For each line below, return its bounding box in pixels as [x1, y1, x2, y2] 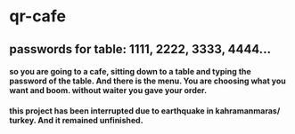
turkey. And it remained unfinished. [9, 114, 144, 125]
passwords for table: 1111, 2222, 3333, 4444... [9, 42, 272, 57]
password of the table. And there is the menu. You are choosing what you [9, 75, 287, 86]
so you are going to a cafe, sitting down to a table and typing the [9, 67, 251, 77]
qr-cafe [9, 6, 67, 27]
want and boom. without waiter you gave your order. [9, 85, 208, 96]
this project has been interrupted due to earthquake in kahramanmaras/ [9, 105, 281, 116]
